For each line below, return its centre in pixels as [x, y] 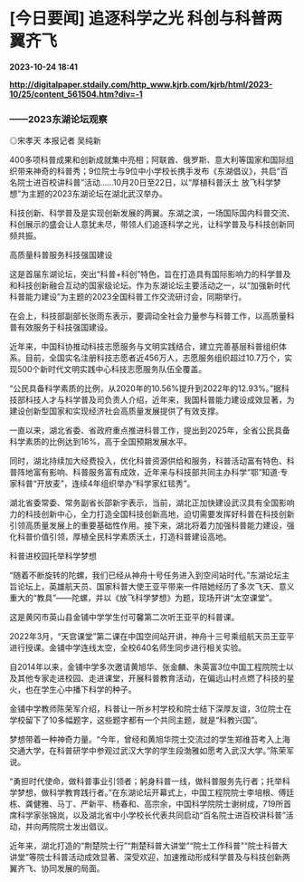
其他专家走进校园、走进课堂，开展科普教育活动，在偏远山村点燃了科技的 [152, 678]
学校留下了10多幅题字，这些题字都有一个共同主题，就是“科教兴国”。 [136, 720]
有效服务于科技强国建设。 [65, 328]
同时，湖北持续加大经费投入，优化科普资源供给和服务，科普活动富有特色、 [148, 461]
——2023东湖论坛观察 [59, 119]
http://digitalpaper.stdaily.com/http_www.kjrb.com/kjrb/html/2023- [141, 84]
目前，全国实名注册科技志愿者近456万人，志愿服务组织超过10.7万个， [155, 358]
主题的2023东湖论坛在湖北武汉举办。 [98, 194]
